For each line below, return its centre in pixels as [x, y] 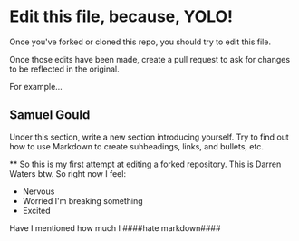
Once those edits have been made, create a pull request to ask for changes [150, 59]
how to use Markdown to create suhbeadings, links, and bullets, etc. [137, 146]
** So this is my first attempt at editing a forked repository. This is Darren [145, 164]
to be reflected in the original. [64, 69]
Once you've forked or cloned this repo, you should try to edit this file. [140, 42]
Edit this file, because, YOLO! [121, 17]
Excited [37, 210]
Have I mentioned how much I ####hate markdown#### [115, 227]
